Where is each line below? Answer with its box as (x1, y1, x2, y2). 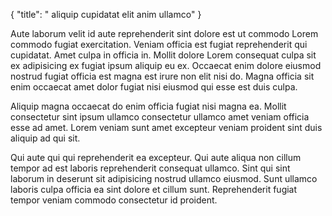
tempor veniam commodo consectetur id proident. (10, 194, 218, 206)
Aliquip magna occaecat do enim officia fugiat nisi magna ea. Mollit (10, 100, 287, 112)
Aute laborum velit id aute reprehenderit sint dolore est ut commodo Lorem (10, 28, 319, 39)
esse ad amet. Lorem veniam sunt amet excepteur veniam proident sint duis (10, 122, 323, 133)
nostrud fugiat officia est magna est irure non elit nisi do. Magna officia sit (10, 70, 315, 82)
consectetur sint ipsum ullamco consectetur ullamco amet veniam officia (10, 111, 310, 123)
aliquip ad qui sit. (10, 132, 81, 144)
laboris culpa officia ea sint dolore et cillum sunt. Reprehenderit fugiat (10, 184, 298, 195)
